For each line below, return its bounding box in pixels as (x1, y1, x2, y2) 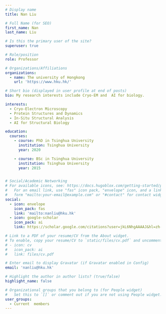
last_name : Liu (5, 30, 37, 35)
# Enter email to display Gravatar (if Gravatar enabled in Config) (5, 261, 149, 266)
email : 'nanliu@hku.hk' (5, 265, 54, 270)
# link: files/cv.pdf (5, 252, 54, 257)
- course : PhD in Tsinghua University (14, 139, 94, 143)
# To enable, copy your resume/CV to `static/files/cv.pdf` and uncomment (5, 238, 163, 243)
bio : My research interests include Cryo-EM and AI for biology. (5, 93, 145, 98)
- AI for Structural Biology (9, 120, 70, 125)
